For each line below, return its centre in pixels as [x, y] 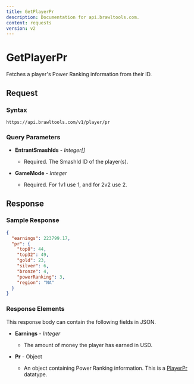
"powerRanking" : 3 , [41, 277]
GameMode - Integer [41, 173]
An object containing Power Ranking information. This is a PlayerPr [106, 368]
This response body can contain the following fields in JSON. [81, 321]
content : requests [29, 23]
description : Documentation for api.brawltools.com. [73, 17]
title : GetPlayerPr [30, 12]
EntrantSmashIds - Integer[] [50, 150]
